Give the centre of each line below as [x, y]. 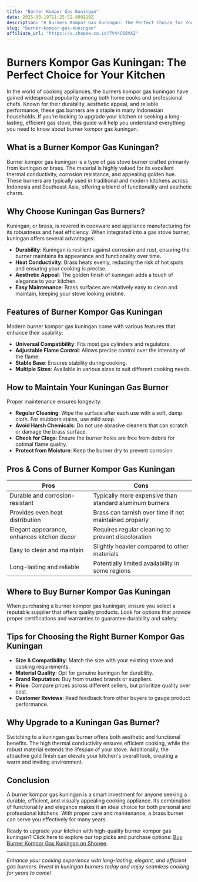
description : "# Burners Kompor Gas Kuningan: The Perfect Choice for [95, 22]
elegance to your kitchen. [46, 281]
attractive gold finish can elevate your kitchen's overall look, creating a [92, 755]
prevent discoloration [123, 537]
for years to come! [29, 873]
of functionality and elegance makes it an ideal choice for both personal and [99, 807]
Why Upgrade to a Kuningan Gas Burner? [83, 723]
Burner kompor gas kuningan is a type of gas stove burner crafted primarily [98, 161]
